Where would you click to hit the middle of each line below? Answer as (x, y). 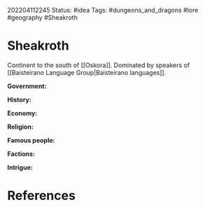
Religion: (20, 127)
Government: (27, 86)
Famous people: (31, 140)
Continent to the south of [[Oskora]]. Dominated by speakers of (99, 65)
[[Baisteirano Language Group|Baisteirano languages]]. (87, 72)
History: (19, 99)
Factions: (21, 154)
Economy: (22, 113)
